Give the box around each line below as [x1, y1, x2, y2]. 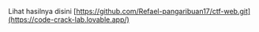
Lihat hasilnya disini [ [8, 7, 77, 16]
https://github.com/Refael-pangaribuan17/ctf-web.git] [76, 7, 251, 16]
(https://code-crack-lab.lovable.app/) [8, 15, 130, 24]
